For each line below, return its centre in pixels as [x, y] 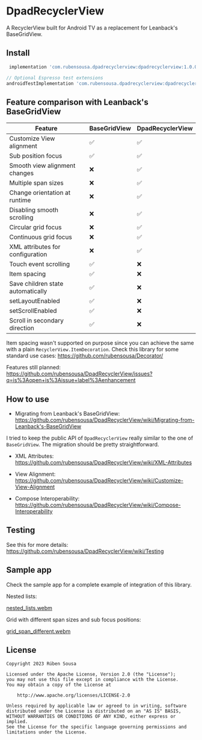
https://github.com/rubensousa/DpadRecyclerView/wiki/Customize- [99, 480]
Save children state [36, 284]
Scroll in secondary [37, 321]
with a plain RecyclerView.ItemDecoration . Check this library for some [93, 350]
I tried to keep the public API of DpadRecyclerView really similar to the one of [100, 438]
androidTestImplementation [40, 83]
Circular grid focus [35, 227]
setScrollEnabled [33, 311]
